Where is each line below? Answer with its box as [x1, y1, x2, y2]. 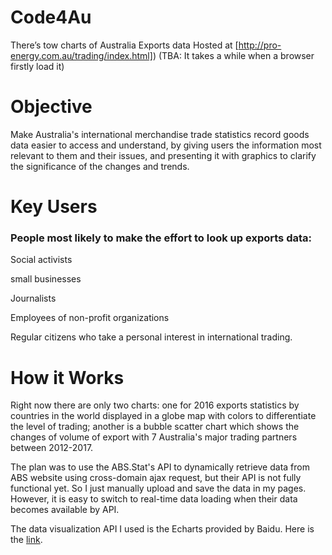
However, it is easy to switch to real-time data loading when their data [10, 493, 298, 505]
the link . [10, 534, 43, 546]
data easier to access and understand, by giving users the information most [10, 139, 322, 151]
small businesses [10, 273, 82, 285]
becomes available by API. [10, 504, 120, 516]
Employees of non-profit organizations [10, 312, 170, 324]
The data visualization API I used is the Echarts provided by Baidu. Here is [10, 523, 315, 535]
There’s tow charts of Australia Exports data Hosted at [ [10, 39, 239, 51]
